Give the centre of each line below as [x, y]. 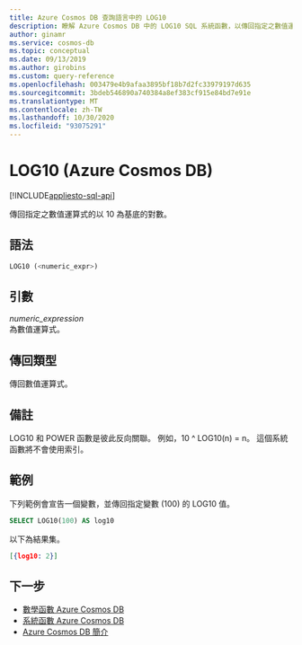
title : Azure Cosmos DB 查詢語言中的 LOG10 [88, 18]
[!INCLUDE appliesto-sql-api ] [62, 195]
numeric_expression [47, 319]
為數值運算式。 [37, 330]
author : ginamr [38, 34]
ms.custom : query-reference [62, 76]
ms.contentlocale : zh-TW [56, 110]
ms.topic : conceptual [50, 51]
